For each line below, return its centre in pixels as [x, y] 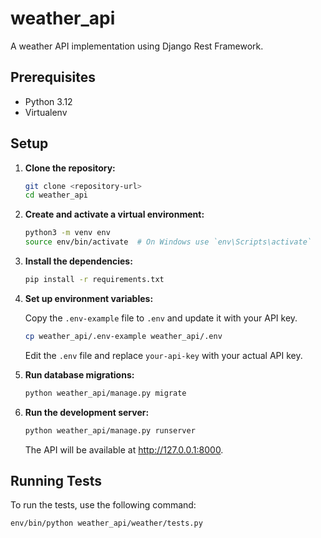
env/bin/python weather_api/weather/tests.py [106, 523]
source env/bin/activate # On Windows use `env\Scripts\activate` [168, 242]
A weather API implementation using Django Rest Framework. [137, 46]
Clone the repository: [70, 168]
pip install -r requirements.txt [94, 280]
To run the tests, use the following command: [103, 505]
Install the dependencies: [78, 261]
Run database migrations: [79, 374]
